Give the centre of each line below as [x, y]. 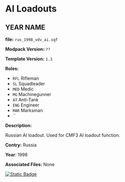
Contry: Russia [21, 145]
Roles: [12, 69]
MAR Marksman [27, 110]
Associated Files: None [30, 164]
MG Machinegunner [32, 94]
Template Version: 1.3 [29, 59]
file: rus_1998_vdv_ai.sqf [32, 39]
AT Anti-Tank [25, 100]
